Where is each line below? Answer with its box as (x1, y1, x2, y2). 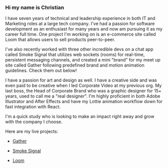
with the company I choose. (5, 119, 63, 125)
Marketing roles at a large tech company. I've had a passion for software (5, 20, 155, 26)
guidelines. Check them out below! (5, 67, 77, 73)
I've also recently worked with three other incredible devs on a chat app (5, 46, 154, 52)
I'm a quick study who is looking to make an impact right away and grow (5, 113, 154, 119)
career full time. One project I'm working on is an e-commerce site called (5, 31, 156, 37)
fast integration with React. (5, 104, 61, 110)
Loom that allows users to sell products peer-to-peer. (5, 36, 115, 42)
